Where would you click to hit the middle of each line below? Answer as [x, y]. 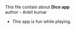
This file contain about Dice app [38, 7]
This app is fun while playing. [42, 22]
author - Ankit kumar [26, 12]
